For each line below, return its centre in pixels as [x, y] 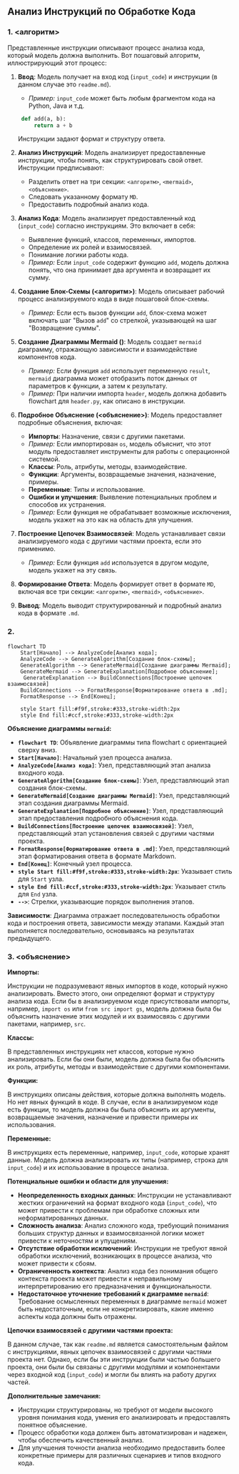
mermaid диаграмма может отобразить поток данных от [113, 378]
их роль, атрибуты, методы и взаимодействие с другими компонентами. [119, 1067]
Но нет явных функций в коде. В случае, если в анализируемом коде [113, 1102]
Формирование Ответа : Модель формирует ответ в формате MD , [117, 584]
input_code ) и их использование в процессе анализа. [88, 1168]
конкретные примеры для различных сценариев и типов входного [119, 1455]
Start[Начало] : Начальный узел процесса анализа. [95, 757]
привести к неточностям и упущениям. [77, 1241]
